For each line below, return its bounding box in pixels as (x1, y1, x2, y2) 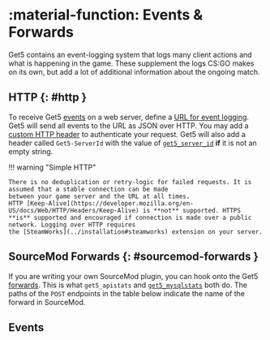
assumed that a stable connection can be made (8, 185, 169, 193)
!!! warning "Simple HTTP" (8, 162, 96, 172)
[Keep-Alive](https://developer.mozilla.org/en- (26, 199, 195, 208)
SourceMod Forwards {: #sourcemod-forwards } (8, 250, 259, 264)
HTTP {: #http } (8, 91, 88, 105)
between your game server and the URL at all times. (8, 192, 191, 200)
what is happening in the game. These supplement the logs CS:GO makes (8, 58, 255, 68)
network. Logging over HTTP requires (8, 221, 136, 229)
